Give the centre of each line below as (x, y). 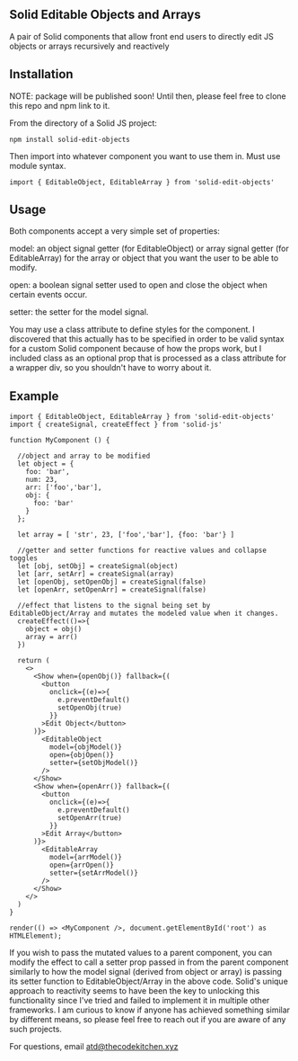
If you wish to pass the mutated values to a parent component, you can (141, 953)
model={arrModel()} (86, 858)
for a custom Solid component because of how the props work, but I (136, 349)
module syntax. (38, 165)
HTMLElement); (36, 936)
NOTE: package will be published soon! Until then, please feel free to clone (148, 96)
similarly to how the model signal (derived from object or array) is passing (146, 972)
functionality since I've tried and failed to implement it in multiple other (140, 1001)
